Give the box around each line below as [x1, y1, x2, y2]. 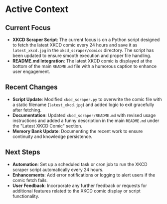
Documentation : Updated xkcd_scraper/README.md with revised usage [12, 112, 156, 118]
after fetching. [12, 106, 42, 113]
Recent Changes [5, 83, 58, 91]
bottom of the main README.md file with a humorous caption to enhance [12, 63, 157, 69]
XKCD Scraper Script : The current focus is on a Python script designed [12, 36, 160, 42]
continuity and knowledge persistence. [12, 133, 93, 139]
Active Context [5, 3, 69, 15]
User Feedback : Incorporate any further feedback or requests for [12, 182, 147, 188]
